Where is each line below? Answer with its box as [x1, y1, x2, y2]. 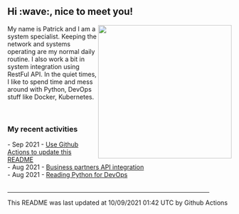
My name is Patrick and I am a [7, 24, 96, 33]
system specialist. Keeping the [7, 32, 97, 41]
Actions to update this [7, 148, 72, 156]
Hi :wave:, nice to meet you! [7, 6, 134, 18]
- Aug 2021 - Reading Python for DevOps [7, 171, 128, 179]
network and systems [7, 39, 71, 48]
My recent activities [7, 124, 78, 134]
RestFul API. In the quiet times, [7, 70, 97, 78]
